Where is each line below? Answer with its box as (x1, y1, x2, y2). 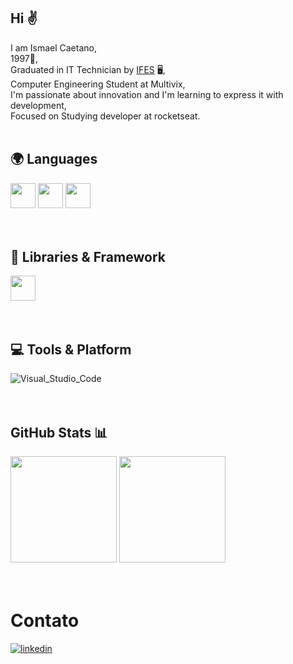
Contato (10, 610, 80, 632)
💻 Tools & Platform (10, 341, 132, 358)
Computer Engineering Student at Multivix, (10, 78, 186, 90)
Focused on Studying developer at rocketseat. (10, 110, 201, 122)
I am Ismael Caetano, (10, 41, 97, 54)
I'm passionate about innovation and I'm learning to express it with (10, 88, 284, 100)
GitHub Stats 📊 (10, 424, 108, 441)
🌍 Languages (10, 151, 98, 168)
